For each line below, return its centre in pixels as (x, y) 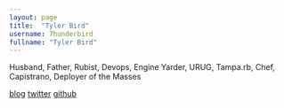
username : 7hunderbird (51, 34)
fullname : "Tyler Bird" (53, 42)
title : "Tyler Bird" (49, 26)
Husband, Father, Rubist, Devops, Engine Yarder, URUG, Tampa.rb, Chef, (142, 67)
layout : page (33, 17)
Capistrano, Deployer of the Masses (75, 77)
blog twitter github (43, 94)
